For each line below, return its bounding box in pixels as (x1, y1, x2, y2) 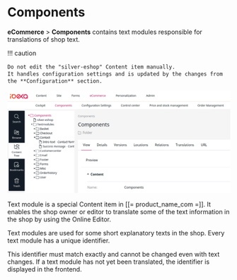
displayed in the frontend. (7, 264, 83, 273)
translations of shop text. (7, 35, 80, 43)
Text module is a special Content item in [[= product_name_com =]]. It (7, 199, 211, 209)
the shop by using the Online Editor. (7, 215, 112, 223)
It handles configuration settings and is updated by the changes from (7, 70, 223, 78)
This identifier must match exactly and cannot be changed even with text (7, 250, 220, 258)
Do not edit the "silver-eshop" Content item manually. (7, 63, 175, 71)
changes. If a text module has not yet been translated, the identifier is (7, 257, 210, 266)
